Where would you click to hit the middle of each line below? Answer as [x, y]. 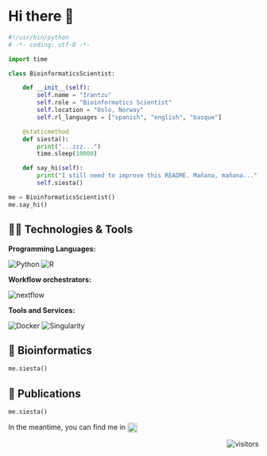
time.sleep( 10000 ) [67, 154]
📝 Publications [44, 394]
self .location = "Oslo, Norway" [91, 110]
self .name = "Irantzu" [74, 95]
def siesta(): [46, 139]
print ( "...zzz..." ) [69, 146]
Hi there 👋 [41, 16]
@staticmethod [46, 131]
